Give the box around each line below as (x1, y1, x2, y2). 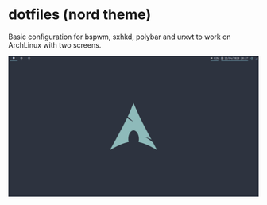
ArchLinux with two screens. (8, 40, 102, 49)
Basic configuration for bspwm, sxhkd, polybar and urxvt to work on (8, 32, 232, 41)
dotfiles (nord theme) (8, 6, 152, 24)
